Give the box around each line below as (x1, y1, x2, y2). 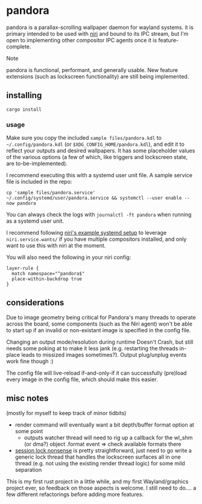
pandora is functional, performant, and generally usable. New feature (6, 66, 178, 73)
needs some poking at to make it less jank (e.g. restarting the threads (6, 344, 178, 352)
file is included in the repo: (6, 178, 72, 185)
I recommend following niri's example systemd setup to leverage (6, 229, 167, 237)
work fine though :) (6, 358, 54, 365)
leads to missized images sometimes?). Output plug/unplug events (21, 351, 187, 358)
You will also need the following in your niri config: (6, 254, 131, 261)
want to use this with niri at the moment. (6, 242, 106, 249)
